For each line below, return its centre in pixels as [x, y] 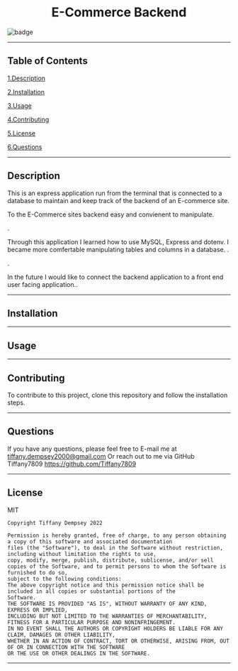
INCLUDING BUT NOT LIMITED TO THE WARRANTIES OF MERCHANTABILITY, [107, 616]
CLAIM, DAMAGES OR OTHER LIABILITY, [61, 635]
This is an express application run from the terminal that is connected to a [115, 193]
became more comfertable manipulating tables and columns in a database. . [118, 249]
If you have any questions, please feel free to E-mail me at [92, 449]
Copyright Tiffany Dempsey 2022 [55, 523]
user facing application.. [42, 284]
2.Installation [26, 92]
